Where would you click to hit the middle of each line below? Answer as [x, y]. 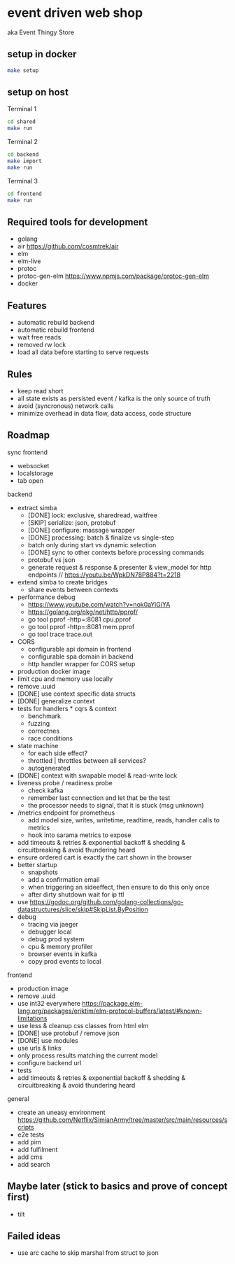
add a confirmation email [64, 879]
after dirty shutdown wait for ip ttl [76, 894]
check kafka [45, 790]
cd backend [23, 155]
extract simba [37, 507]
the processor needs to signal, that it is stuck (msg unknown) [116, 805]
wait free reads [39, 337]
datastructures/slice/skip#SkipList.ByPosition [83, 909]
